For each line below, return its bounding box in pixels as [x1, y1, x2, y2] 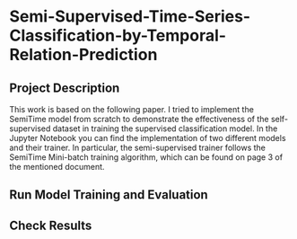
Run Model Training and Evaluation [9, 187, 208, 203]
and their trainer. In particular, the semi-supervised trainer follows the [9, 142, 266, 153]
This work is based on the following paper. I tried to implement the [9, 104, 254, 114]
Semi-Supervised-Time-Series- [9, 6, 251, 27]
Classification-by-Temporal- [9, 25, 227, 46]
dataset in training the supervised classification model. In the [52, 123, 278, 134]
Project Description [9, 80, 120, 95]
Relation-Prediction [9, 45, 158, 65]
